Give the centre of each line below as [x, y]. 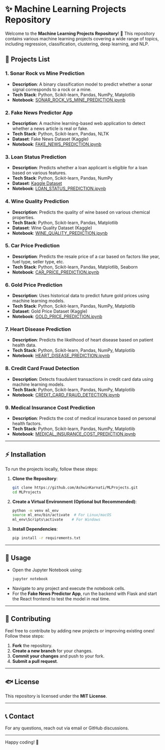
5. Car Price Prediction [32, 246]
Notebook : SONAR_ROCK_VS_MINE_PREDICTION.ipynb [69, 100]
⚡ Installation [26, 454]
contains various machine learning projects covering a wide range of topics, [82, 38]
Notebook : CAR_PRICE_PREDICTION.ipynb [56, 272]
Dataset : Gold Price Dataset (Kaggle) [50, 312]
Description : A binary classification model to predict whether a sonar [82, 84]
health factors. [27, 423]
